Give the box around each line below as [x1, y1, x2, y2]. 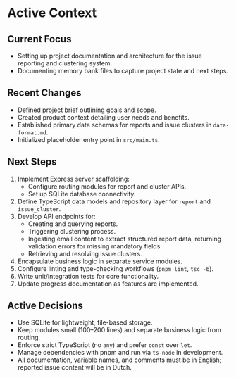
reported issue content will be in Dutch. [17, 363, 132, 372]
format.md [17, 129, 47, 137]
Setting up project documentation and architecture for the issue [17, 51, 202, 60]
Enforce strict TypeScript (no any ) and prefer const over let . [17, 341, 192, 349]
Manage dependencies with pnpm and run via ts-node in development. [17, 348, 223, 357]
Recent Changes [7, 87, 82, 99]
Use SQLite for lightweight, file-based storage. [17, 318, 153, 327]
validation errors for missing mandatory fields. [27, 241, 162, 251]
